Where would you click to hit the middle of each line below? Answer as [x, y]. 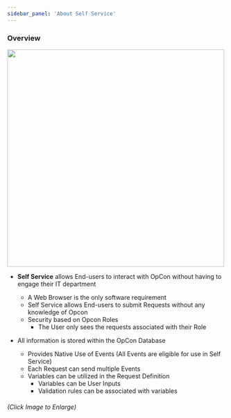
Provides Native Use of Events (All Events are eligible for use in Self [124, 354]
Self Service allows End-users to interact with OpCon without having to [119, 276]
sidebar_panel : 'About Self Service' [62, 14]
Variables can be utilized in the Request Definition [99, 376]
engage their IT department [57, 284]
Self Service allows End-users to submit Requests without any [116, 305]
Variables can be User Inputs [79, 383]
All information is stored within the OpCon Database [91, 340]
